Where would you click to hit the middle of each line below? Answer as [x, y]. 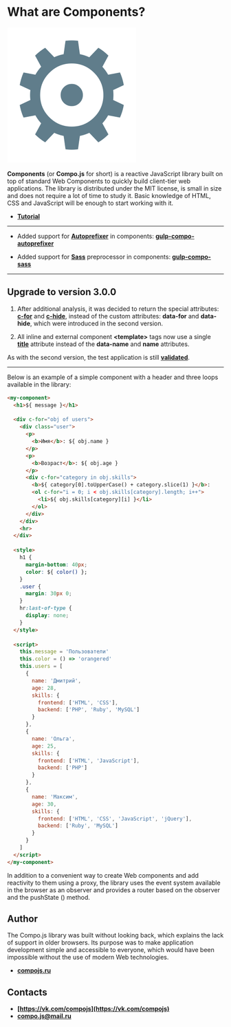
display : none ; [47, 616]
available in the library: [39, 384]
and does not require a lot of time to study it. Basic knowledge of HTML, [109, 195]
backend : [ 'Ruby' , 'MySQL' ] [78, 826]
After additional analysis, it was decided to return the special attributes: [118, 309]
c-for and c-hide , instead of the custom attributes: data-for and [108, 316]
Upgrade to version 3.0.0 [62, 292]
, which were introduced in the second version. [97, 323]
